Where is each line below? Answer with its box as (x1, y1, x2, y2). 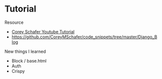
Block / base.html (11, 58, 47, 63)
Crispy (11, 68, 25, 74)
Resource (4, 19, 24, 25)
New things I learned (4, 48, 47, 54)
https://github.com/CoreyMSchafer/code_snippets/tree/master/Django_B (11, 34, 158, 40)
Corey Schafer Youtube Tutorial (11, 29, 75, 34)
